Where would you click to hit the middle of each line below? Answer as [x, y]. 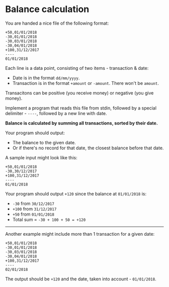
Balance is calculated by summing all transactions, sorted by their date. [82, 123]
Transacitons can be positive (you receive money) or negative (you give [79, 93]
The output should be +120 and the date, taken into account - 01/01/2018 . [81, 279]
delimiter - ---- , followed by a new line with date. [56, 113]
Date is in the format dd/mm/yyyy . [46, 78]
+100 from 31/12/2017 [34, 209]
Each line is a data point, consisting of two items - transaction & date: [77, 68]
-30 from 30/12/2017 [33, 203]
